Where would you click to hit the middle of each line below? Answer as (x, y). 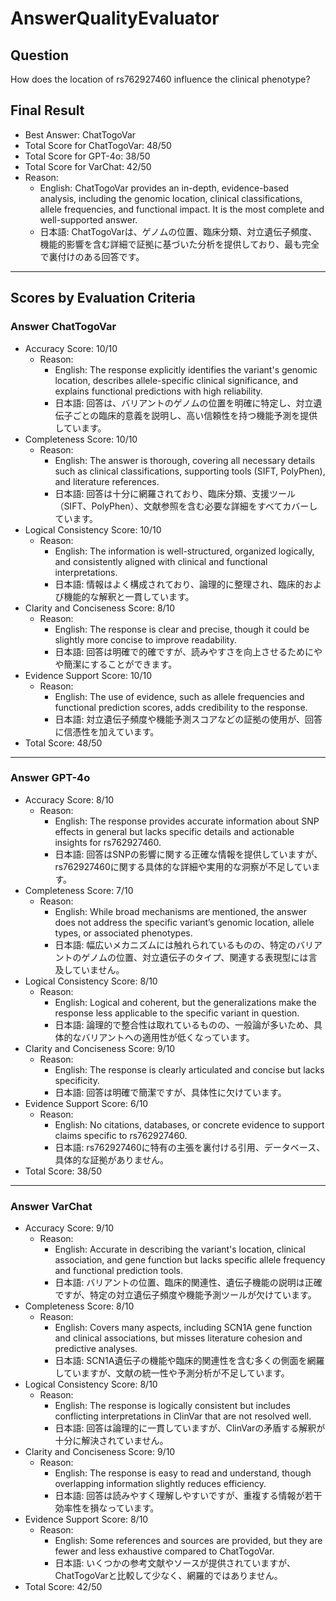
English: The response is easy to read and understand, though (183, 1473)
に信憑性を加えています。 (107, 731)
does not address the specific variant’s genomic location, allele (184, 922)
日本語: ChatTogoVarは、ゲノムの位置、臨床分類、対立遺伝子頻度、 (178, 231)
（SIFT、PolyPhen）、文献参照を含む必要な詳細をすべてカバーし (186, 506)
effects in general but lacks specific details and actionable (174, 831)
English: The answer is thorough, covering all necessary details (185, 460)
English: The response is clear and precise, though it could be (182, 629)
